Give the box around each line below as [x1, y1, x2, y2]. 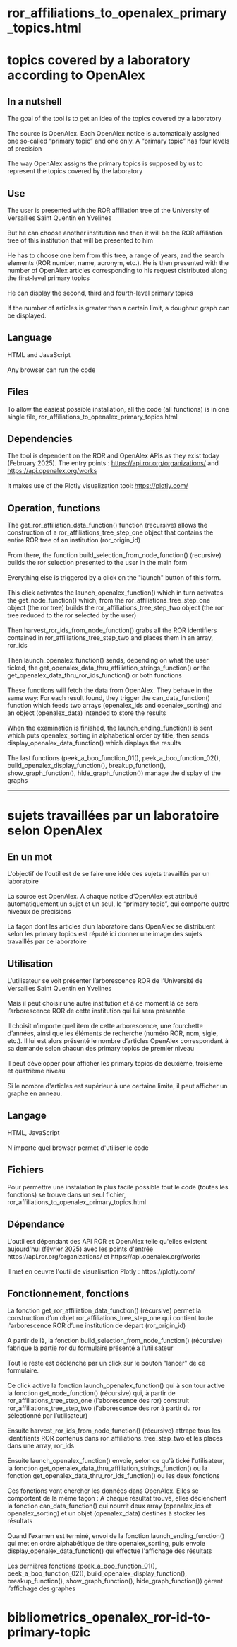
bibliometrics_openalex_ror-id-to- [7, 1609, 212, 1625]
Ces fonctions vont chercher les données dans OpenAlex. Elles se [7, 1486, 199, 1495]
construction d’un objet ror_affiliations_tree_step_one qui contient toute [7, 1314, 214, 1322]
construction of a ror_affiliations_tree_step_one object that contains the [7, 528, 214, 537]
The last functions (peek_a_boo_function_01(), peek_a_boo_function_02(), [7, 754, 221, 762]
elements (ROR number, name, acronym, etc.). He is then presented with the [7, 259, 229, 267]
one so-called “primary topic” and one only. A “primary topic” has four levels [7, 136, 230, 146]
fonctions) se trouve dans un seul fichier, [7, 1190, 126, 1199]
